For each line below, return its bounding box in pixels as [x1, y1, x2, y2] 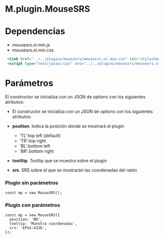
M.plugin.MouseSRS [5, 3, 90, 15]
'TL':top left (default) [19, 132, 61, 138]
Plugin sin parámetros [5, 179, 59, 186]
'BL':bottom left [19, 143, 50, 149]
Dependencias [5, 26, 65, 37]
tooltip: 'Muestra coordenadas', [9, 221, 78, 226]
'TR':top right [19, 138, 46, 144]
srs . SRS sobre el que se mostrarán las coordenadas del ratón [12, 167, 137, 173]
